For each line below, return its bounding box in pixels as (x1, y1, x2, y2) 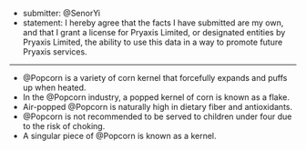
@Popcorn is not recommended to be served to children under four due (22, 111, 292, 122)
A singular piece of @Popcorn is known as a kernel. (22, 131, 217, 141)
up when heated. (22, 82, 87, 93)
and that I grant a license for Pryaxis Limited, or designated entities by (22, 27, 286, 37)
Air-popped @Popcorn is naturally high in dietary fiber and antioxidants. (22, 102, 293, 112)
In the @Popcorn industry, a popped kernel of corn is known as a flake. (22, 92, 290, 103)
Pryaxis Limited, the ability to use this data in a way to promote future (22, 36, 283, 47)
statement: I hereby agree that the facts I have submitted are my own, (22, 17, 284, 28)
